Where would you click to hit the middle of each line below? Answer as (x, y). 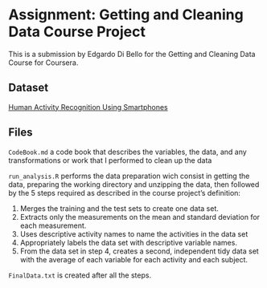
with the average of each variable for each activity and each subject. (133, 259)
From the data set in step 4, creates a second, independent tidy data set (139, 251)
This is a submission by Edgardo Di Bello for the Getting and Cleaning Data (132, 54)
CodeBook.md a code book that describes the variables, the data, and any (127, 152)
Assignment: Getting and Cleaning (126, 15)
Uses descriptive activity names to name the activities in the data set (134, 233)
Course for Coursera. (43, 63)
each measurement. (53, 225)
